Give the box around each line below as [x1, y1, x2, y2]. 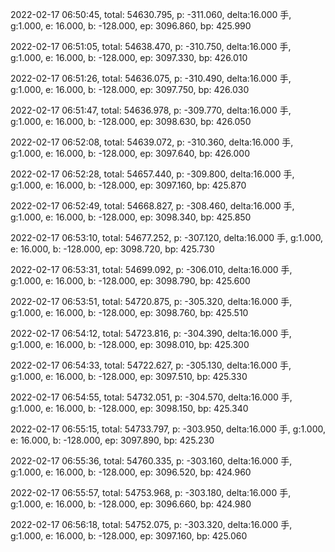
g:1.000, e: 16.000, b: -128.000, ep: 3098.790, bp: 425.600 [10, 275, 251, 287]
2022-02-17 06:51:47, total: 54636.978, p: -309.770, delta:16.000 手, [10, 104, 292, 116]
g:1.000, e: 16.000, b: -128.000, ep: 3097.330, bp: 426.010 [10, 52, 248, 63]
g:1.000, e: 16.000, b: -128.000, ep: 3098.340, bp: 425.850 [10, 211, 252, 223]
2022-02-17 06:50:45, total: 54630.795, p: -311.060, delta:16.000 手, [10, 9, 292, 20]
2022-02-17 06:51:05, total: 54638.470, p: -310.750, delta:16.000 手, [10, 41, 292, 52]
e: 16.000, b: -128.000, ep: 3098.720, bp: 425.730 [10, 243, 215, 255]
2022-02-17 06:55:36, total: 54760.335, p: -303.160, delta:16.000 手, [10, 455, 293, 467]
